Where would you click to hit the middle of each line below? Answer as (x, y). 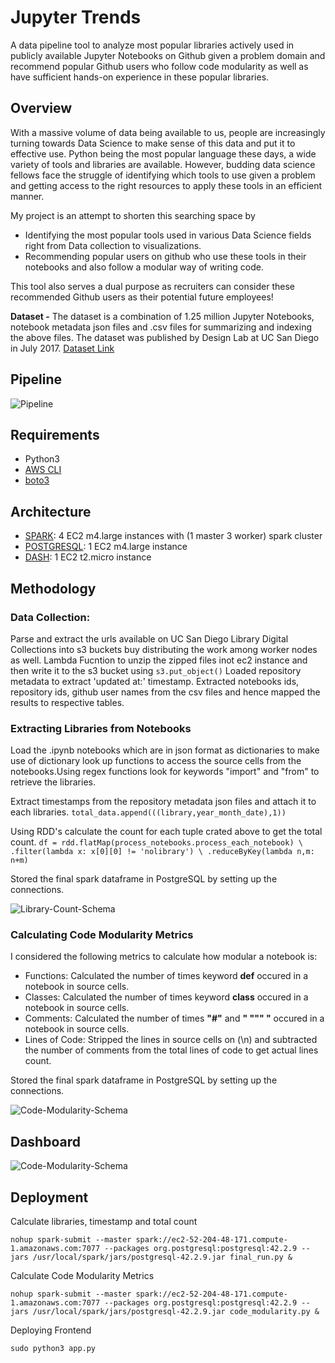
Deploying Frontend (51, 1330)
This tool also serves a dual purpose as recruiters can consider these (153, 286)
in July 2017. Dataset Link (62, 348)
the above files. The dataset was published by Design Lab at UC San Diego (165, 337)
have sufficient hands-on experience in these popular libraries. (140, 77)
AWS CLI (43, 470)
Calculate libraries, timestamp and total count (104, 1222)
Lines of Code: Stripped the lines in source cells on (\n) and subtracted (171, 1040)
